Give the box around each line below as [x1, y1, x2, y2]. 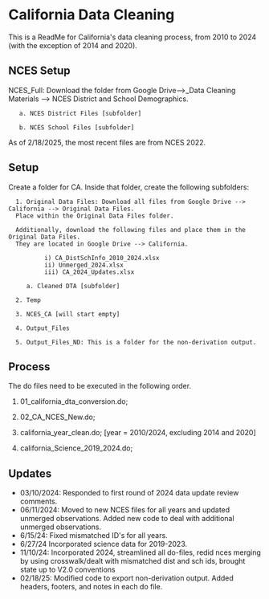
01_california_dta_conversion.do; [19, 397, 128, 406]
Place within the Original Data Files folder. [15, 211, 174, 220]
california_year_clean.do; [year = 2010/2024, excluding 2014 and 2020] [19, 428, 257, 438]
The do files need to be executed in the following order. [8, 381, 191, 391]
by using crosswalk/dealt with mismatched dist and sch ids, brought [19, 556, 246, 566]
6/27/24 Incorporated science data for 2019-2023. [19, 540, 188, 549]
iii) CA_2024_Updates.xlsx [43, 267, 135, 276]
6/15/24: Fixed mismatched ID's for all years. [19, 531, 168, 540]
